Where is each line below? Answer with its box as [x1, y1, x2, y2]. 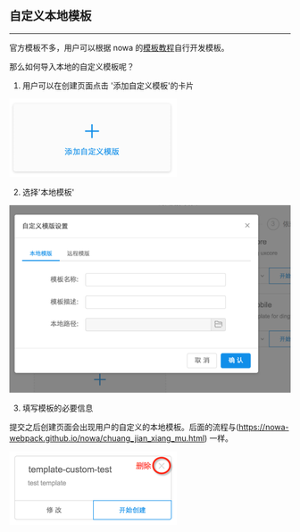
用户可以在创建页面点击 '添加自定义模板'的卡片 [21, 79, 195, 91]
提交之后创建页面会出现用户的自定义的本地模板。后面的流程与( [9, 421, 239, 432]
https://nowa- [238, 421, 289, 432]
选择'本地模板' [21, 187, 75, 197]
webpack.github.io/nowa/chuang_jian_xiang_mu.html [9, 432, 205, 444]
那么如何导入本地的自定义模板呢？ [9, 61, 135, 71]
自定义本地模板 [9, 8, 92, 24]
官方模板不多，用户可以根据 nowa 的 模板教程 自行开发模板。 [9, 42, 229, 53]
